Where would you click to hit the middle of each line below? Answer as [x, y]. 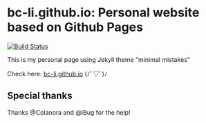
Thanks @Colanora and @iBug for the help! [69, 112]
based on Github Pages [75, 27]
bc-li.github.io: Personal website [103, 13]
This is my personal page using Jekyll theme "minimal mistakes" [99, 59]
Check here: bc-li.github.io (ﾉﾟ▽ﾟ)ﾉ [57, 74]
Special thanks [40, 96]
